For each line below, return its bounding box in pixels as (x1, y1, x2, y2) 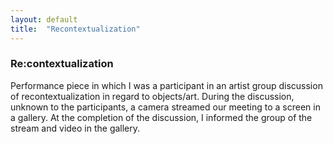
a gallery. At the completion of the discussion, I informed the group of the (10, 111, 313, 123)
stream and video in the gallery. (10, 122, 141, 134)
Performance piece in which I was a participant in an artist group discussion (10, 79, 323, 91)
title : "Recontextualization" (10, 24, 141, 34)
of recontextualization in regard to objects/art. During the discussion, (10, 90, 295, 102)
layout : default (10, 14, 78, 25)
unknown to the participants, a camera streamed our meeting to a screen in (10, 101, 321, 113)
